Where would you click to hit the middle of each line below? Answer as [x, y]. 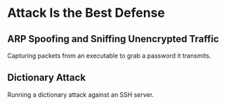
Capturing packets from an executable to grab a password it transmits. [109, 55]
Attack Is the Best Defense [86, 13]
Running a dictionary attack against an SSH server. [81, 94]
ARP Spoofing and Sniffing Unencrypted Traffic [113, 39]
